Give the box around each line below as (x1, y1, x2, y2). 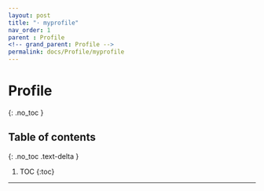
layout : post (8, 11, 51, 20)
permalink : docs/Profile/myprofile (8, 48, 125, 56)
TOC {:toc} (19, 167, 55, 176)
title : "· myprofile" (8, 19, 79, 27)
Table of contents (8, 130, 96, 144)
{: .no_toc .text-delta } (8, 151, 79, 161)
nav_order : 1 (8, 26, 51, 34)
